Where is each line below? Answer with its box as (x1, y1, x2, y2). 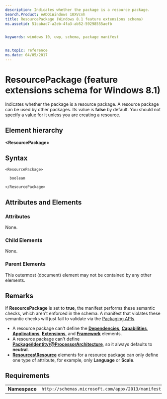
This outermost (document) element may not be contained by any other (5, 272, 152, 278)
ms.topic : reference (5, 48, 48, 53)
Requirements (5, 371, 50, 380)
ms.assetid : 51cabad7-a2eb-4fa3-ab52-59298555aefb (5, 21, 112, 26)
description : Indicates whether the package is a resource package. (5, 7, 150, 12)
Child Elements (5, 237, 43, 244)
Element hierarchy (5, 126, 63, 135)
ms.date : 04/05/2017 (5, 53, 48, 58)
